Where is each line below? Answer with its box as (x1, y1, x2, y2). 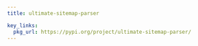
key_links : (7, 22, 38, 29)
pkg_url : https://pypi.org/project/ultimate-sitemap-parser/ (13, 28, 192, 35)
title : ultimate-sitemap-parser (7, 9, 99, 17)
